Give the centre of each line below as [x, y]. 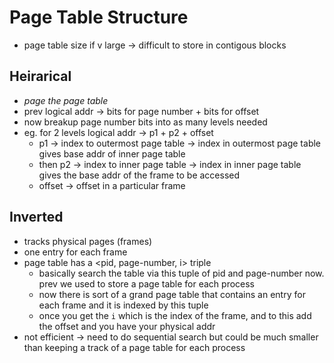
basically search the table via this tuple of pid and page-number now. [181, 273]
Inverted [36, 217]
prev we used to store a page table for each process [147, 283]
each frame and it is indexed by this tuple [123, 305]
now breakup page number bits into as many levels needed [145, 122]
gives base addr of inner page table [112, 153]
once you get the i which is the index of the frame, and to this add [175, 315]
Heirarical [40, 76]
